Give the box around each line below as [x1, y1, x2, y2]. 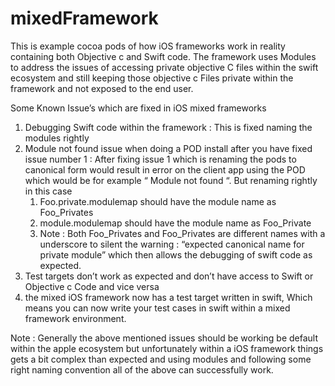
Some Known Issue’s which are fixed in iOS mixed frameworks [10, 102, 267, 114]
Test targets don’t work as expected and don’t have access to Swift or [24, 270, 314, 282]
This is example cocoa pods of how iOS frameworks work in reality [10, 40, 286, 52]
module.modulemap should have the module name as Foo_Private [39, 217, 312, 229]
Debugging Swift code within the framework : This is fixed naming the [24, 121, 313, 133]
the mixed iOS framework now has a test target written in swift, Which [24, 291, 313, 303]
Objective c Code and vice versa [24, 280, 160, 292]
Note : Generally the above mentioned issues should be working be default [10, 332, 318, 344]
